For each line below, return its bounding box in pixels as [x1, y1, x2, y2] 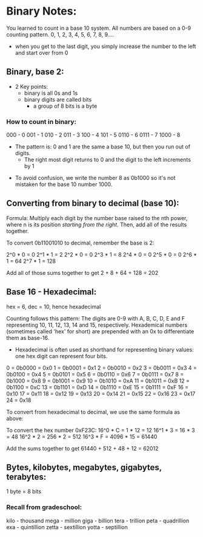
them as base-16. [6, 334, 50, 341]
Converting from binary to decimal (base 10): [6, 198, 180, 209]
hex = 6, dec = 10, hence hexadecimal [6, 303, 101, 310]
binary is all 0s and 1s [24, 89, 78, 97]
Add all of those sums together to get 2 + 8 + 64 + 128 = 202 [6, 269, 159, 276]
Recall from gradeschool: [6, 503, 82, 511]
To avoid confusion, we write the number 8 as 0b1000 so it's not [15, 175, 176, 182]
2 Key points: [15, 83, 48, 90]
